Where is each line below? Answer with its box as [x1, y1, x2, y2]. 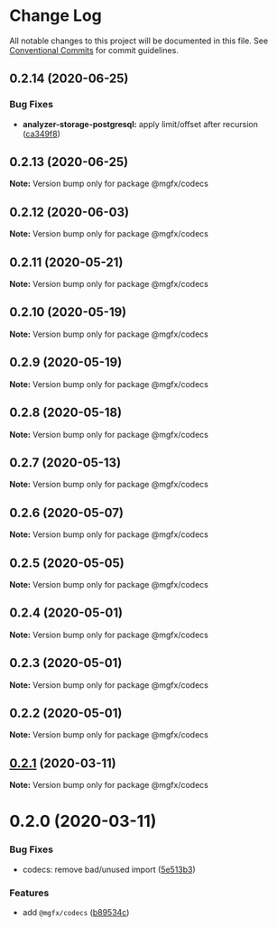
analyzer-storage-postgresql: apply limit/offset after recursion [22, 118, 259, 129]
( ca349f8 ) [22, 128, 61, 139]
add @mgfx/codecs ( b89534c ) [22, 906, 130, 917]
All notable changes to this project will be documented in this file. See [9, 35, 269, 46]
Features [9, 886, 50, 899]
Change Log [9, 5, 102, 26]
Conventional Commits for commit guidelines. [9, 44, 179, 55]
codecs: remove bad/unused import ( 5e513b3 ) [22, 864, 196, 875]
